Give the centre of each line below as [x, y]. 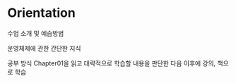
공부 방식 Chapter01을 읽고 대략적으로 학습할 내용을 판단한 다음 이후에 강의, [112, 63]
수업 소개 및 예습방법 [36, 33]
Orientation [41, 13]
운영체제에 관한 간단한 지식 [44, 48]
